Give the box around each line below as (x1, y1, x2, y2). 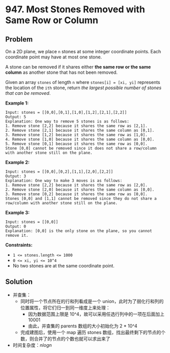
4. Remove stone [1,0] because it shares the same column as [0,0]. (5, 137, 155, 142)
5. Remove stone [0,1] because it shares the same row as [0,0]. (5, 141, 147, 147)
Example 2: (5, 159, 30, 165)
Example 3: (5, 210, 30, 216)
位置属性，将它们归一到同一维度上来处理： (20, 304, 111, 310)
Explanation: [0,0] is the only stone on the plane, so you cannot (5, 229, 153, 234)
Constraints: (5, 242, 33, 248)
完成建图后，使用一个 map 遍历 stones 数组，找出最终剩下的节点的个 (20, 329, 166, 335)
